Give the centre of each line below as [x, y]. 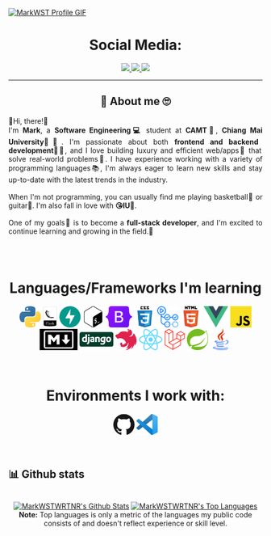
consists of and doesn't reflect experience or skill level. [135, 523]
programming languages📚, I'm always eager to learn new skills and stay [135, 168]
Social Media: [135, 45]
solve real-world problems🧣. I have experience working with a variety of [135, 158]
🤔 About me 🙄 [135, 101]
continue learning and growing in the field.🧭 [81, 231]
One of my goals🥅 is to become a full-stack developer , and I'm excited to [136, 222]
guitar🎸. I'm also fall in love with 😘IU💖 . [73, 205]
